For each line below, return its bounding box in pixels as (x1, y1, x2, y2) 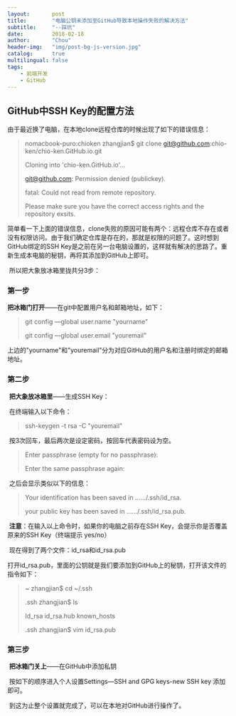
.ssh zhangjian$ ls (24, 598, 78, 606)
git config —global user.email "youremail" (24, 331, 147, 340)
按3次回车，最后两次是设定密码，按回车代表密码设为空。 (9, 436, 176, 445)
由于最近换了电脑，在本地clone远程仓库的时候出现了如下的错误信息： (7, 125, 211, 134)
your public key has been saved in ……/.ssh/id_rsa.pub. (24, 507, 186, 515)
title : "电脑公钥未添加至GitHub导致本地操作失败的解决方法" (7, 17, 189, 24)
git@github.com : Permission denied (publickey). (24, 175, 166, 183)
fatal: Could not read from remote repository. (24, 188, 156, 197)
